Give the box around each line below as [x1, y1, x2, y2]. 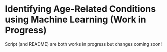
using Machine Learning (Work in [5, 14, 146, 25]
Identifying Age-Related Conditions [5, 3, 156, 15]
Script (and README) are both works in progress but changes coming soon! [5, 41, 162, 47]
